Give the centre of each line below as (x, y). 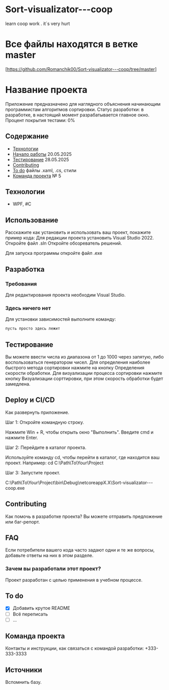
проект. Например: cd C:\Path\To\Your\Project (54, 463)
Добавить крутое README (41, 608)
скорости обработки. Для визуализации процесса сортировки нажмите (84, 373)
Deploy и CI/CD (30, 400)
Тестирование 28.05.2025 (41, 159)
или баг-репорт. (23, 521)
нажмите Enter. (22, 437)
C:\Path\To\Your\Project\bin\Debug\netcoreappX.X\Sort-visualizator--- (79, 482)
